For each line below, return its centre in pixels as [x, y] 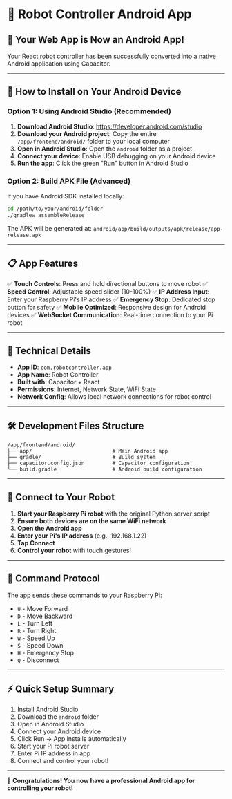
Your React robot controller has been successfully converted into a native [112, 56]
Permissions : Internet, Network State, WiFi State [87, 389]
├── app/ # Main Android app [88, 451]
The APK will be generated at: [49, 228]
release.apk [24, 235]
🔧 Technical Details [49, 351]
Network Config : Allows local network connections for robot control [114, 397]
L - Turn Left [35, 623]
